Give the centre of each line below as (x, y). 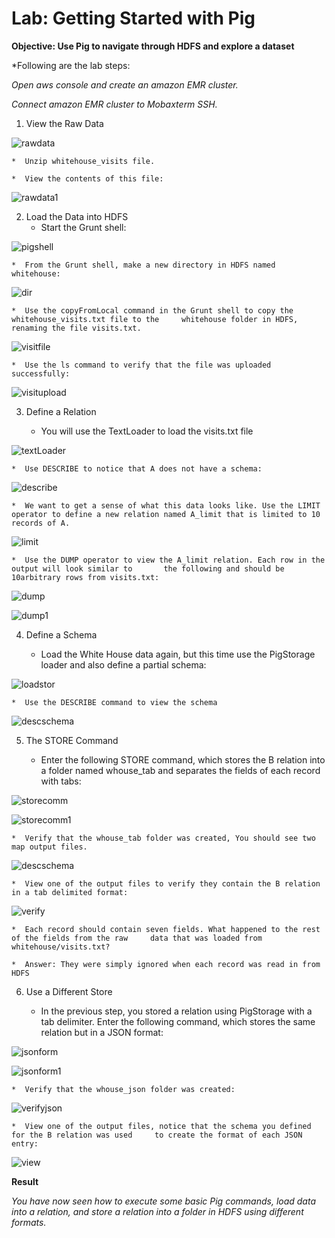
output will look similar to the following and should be (148, 568)
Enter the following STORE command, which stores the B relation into (183, 759)
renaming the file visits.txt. (76, 328)
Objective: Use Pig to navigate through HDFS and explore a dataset (153, 46)
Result (25, 1181)
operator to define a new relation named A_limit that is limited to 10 (166, 514)
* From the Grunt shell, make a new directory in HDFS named (143, 265)
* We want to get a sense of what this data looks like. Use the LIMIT (166, 505)
